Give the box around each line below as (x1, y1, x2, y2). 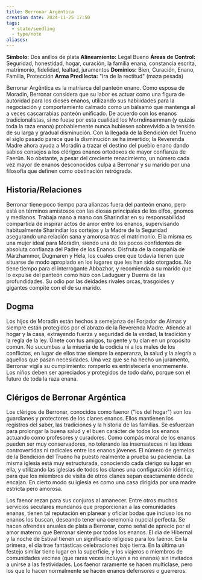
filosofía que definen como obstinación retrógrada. (6, 167, 133, 175)
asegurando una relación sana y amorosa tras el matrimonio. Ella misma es (6, 232, 192, 240)
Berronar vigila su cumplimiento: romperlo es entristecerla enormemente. (6, 362, 189, 369)
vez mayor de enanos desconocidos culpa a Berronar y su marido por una (6, 161, 191, 168)
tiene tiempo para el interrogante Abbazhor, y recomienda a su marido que (6, 264, 192, 272)
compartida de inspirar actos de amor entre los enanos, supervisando (6, 220, 180, 227)
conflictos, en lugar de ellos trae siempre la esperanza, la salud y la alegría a (6, 349, 197, 357)
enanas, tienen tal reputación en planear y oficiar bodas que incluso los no (6, 510, 192, 517)
